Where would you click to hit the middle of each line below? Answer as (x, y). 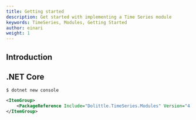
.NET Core (25, 77)
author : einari (25, 28)
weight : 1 (18, 33)
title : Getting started (35, 11)
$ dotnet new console (33, 90)
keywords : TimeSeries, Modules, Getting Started (67, 22)
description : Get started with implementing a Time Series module (89, 17)
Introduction (29, 57)
